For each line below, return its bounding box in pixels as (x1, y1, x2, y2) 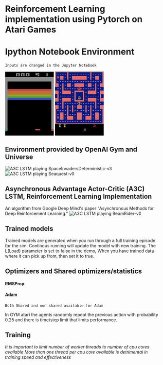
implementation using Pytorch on (5, 14, 143, 25)
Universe (5, 153, 33, 161)
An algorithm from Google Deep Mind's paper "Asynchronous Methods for (5, 205, 154, 211)
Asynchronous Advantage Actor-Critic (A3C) (5, 185, 145, 193)
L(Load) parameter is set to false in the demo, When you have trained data (5, 248, 154, 254)
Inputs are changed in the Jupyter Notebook (5, 63, 97, 68)
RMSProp (5, 280, 25, 286)
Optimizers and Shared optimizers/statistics (5, 267, 142, 275)
